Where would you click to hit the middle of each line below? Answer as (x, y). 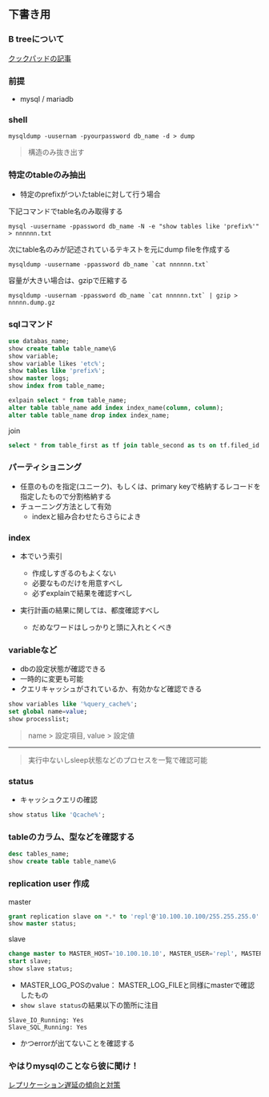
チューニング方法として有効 (66, 506)
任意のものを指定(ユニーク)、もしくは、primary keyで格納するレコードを (140, 486)
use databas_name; (39, 341)
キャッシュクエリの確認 (58, 799)
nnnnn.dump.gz (32, 302)
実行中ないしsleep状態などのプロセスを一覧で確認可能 (118, 760)
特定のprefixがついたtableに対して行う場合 (90, 194)
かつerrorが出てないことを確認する (77, 1043)
